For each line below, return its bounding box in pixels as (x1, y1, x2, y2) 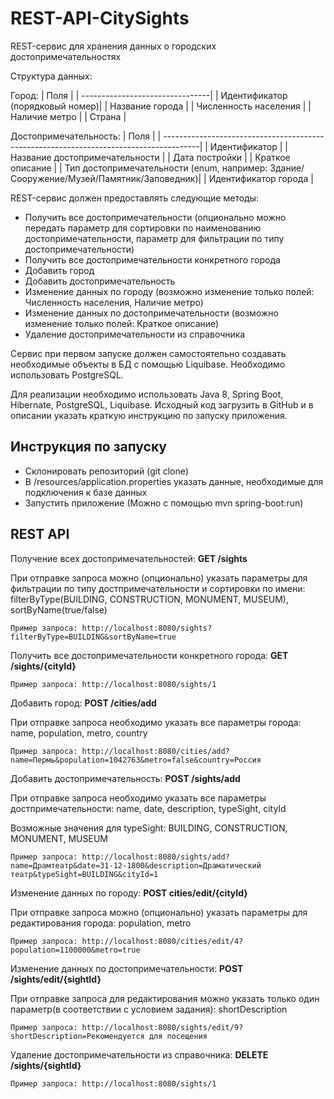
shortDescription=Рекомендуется (10, 1031, 145, 1041)
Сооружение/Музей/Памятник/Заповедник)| (10, 172, 202, 184)
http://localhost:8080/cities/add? (81, 746, 230, 756)
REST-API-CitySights (10, 7, 190, 30)
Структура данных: (10, 70, 93, 82)
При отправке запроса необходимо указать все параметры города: (10, 716, 302, 728)
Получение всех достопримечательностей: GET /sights (10, 552, 248, 564)
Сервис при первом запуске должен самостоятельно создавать (10, 347, 287, 359)
